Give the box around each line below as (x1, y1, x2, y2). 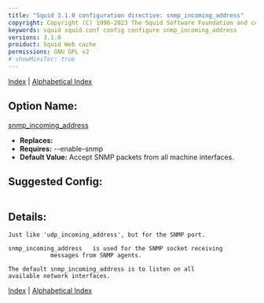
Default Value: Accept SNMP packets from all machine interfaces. (19, 152, 234, 162)
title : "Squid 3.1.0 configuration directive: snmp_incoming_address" (8, 11, 244, 20)
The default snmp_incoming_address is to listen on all (8, 265, 195, 273)
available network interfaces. (8, 272, 111, 280)
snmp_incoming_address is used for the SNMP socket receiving (8, 245, 223, 253)
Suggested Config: (8, 175, 103, 188)
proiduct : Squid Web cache (8, 41, 97, 49)
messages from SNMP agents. (49, 252, 143, 260)
